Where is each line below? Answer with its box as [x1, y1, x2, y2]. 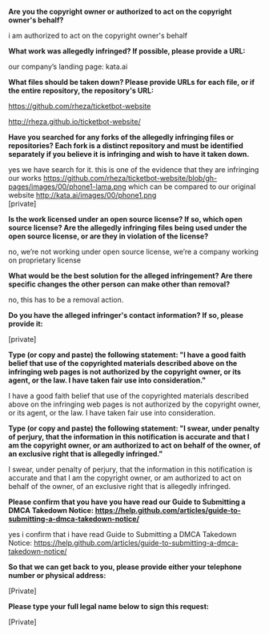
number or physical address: [8, 571, 106, 580]
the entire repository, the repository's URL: [8, 86, 155, 95]
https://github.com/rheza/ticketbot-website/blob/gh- [42, 174, 218, 183]
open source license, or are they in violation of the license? [8, 231, 209, 241]
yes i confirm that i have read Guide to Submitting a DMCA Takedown [8, 530, 237, 539]
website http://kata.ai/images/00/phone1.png [8, 191, 157, 199]
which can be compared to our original [127, 182, 256, 191]
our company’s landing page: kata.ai [8, 62, 128, 71]
